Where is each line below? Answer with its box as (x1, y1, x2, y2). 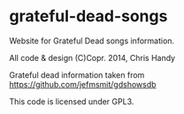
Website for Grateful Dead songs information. (9, 35, 175, 46)
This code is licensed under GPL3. (9, 95, 134, 107)
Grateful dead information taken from (9, 69, 145, 80)
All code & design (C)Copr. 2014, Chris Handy (9, 52, 175, 63)
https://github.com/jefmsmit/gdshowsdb (9, 79, 157, 89)
